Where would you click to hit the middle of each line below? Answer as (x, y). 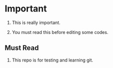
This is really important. (36, 22)
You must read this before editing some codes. (60, 32)
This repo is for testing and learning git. (52, 60)
